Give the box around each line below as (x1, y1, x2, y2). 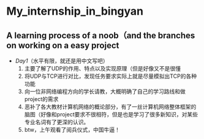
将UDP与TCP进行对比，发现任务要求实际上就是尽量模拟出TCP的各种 (24, 72, 197, 80)
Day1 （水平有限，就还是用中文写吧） (15, 57, 108, 64)
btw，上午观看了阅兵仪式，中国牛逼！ (24, 126, 121, 133)
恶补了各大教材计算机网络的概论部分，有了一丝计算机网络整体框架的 (24, 103, 197, 110)
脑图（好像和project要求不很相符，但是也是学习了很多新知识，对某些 (24, 111, 198, 118)
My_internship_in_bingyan (6, 4, 144, 18)
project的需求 (24, 96, 59, 102)
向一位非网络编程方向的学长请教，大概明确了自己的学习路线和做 (24, 88, 186, 95)
